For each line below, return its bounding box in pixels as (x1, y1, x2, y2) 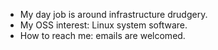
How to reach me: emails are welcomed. (19, 30, 186, 41)
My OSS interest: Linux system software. (19, 19, 188, 31)
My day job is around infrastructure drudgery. (19, 9, 208, 20)
